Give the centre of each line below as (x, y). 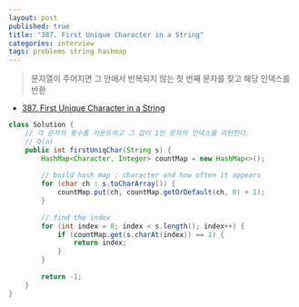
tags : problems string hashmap (68, 52)
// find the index (76, 218)
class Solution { (41, 125)
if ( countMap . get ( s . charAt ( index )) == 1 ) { (140, 234)
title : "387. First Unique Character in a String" (106, 35)
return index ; (100, 243)
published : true (39, 26)
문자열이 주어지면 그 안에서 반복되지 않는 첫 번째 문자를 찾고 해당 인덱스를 (160, 79)
